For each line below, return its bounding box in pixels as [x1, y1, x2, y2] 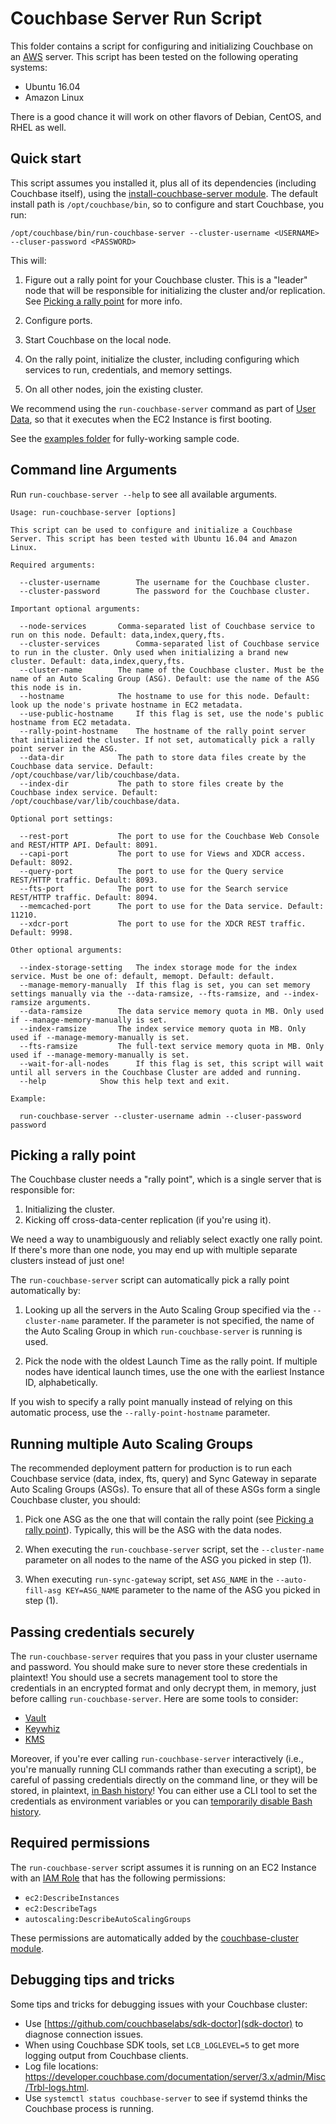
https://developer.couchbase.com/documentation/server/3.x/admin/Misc [24, 2070, 326, 2082]
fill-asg [24, 1586, 62, 1596]
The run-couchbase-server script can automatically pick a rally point [10, 1274, 290, 1286]
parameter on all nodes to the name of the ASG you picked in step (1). [24, 1554, 312, 1566]
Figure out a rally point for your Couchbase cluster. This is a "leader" [24, 273, 308, 286]
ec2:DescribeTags [24, 1903, 98, 1914]
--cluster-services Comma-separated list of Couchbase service [19, 638, 320, 649]
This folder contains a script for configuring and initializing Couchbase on [10, 40, 313, 52]
